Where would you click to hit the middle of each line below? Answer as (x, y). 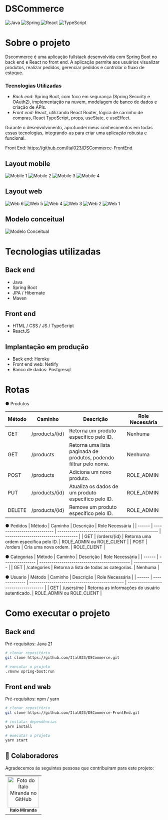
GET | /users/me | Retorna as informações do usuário (105, 588)
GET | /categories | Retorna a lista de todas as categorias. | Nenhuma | (86, 568)
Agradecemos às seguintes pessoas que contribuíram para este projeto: (79, 768)
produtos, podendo (92, 458)
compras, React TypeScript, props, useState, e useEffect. (71, 118)
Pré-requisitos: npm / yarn (32, 699)
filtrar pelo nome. (89, 464)
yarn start (16, 740)
